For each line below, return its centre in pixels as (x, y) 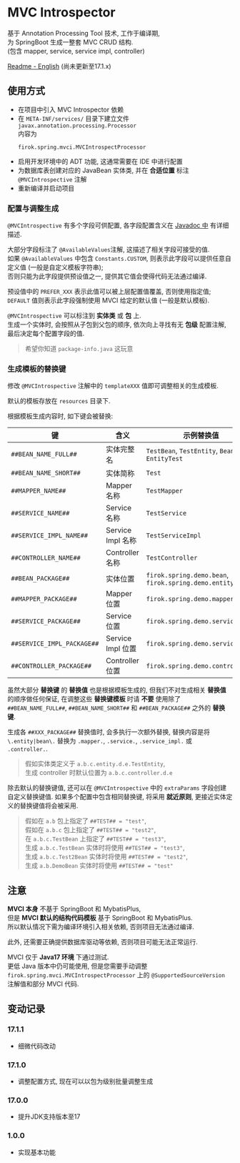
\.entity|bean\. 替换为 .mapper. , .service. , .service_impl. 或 (100, 741)
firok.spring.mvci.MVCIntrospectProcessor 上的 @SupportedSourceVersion (116, 975)
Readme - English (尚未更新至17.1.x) (60, 66)
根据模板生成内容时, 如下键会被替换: (60, 416)
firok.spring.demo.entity (190, 583)
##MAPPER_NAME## (39, 491)
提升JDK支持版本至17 (49, 1117)
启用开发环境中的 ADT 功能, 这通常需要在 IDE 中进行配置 (100, 161)
